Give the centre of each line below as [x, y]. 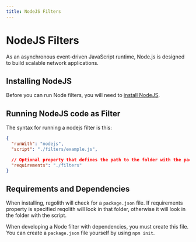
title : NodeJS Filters [34, 11]
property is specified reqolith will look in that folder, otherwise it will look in [96, 209]
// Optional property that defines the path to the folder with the [96, 160]
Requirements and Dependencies [68, 189]
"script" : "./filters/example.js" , [55, 149]
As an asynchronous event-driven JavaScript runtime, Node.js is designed [95, 57]
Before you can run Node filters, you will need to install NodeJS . [83, 95]
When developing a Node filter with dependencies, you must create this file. [97, 227]
